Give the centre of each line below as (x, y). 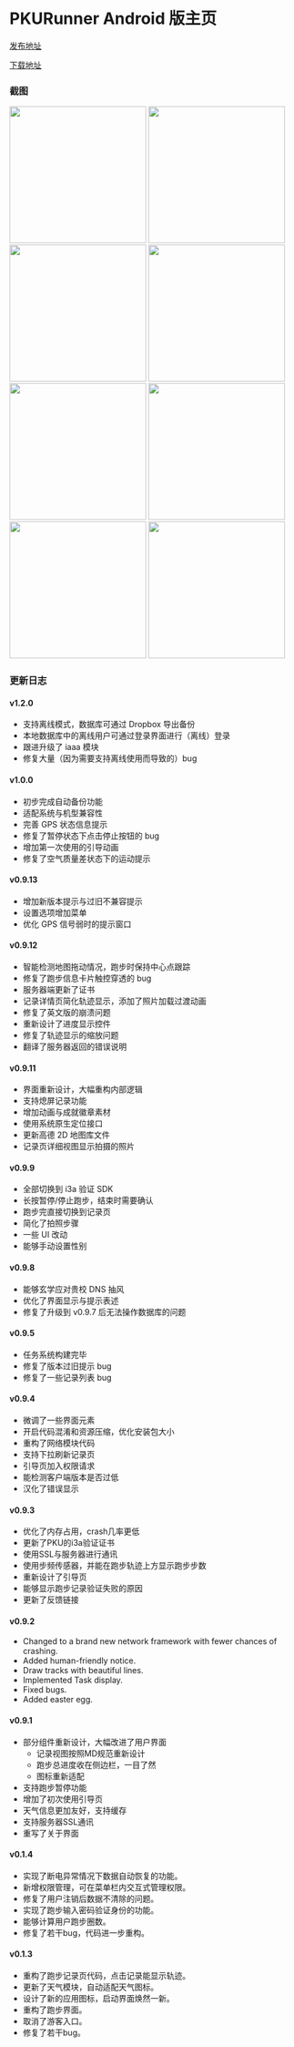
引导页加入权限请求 (59, 1466)
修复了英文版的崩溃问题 (66, 1012)
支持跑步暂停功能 (55, 1787)
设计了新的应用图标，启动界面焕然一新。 (98, 1998)
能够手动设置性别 (55, 1246)
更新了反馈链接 (51, 1600)
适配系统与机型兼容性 (62, 813)
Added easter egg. (58, 1700)
